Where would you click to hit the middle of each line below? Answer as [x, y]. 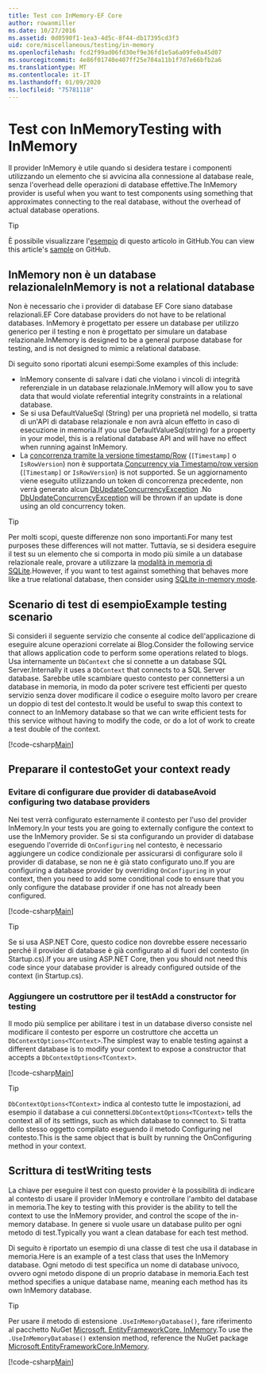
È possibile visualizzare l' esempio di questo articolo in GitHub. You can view [131, 241]
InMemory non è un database [82, 274]
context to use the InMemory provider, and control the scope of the [118, 1216]
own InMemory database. [50, 1290]
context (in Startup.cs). [46, 975]
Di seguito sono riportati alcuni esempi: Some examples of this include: [123, 364]
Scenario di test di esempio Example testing [118, 605]
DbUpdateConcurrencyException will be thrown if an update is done [131, 498]
